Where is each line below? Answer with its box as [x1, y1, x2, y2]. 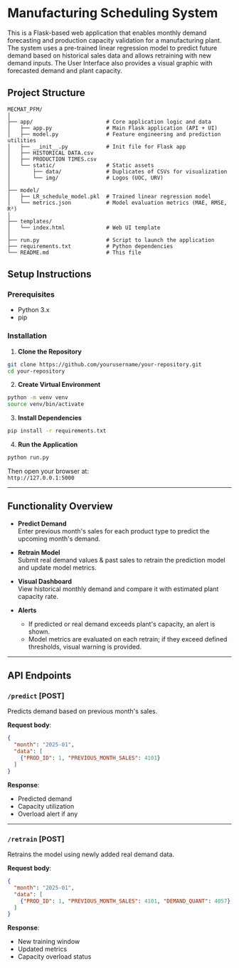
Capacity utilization [17, 802, 75, 810]
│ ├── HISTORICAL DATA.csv [7, 149, 94, 156]
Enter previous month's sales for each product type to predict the [17, 526, 210, 535]
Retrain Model [17, 548, 60, 556]
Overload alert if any [17, 809, 78, 818]
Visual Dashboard [17, 577, 73, 585]
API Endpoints [7, 670, 72, 682]
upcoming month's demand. [17, 534, 101, 543]
